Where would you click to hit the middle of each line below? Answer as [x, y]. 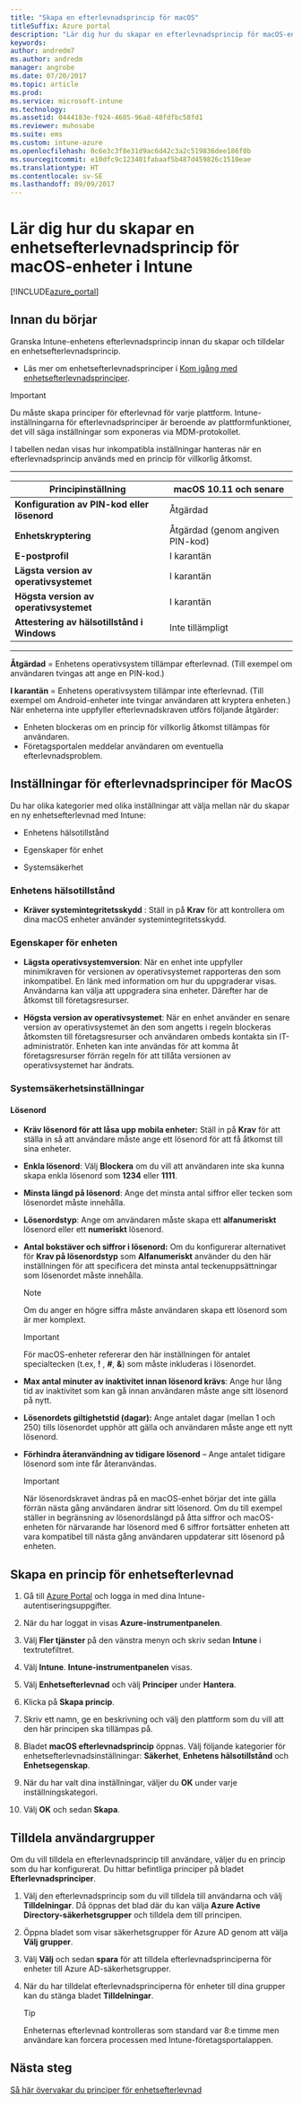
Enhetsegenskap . [56, 1765]
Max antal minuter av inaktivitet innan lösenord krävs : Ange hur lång [152, 1381]
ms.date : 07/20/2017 [49, 76]
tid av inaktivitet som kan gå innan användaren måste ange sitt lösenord [155, 1391]
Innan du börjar [54, 320]
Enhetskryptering [53, 535]
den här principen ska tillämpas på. [88, 1729]
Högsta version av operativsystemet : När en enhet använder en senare [156, 1018]
